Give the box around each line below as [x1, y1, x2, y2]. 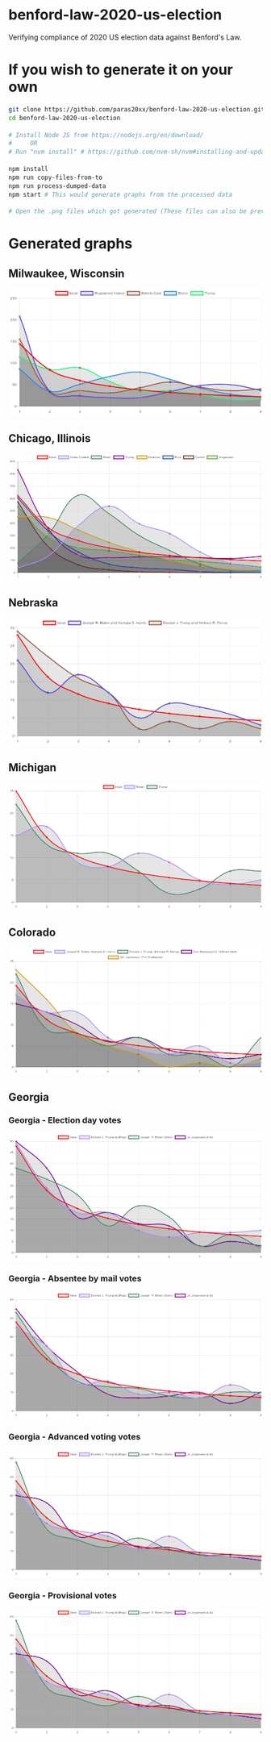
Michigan [8, 761, 56, 775]
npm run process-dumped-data [8, 181, 106, 190]
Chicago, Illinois [8, 431, 91, 445]
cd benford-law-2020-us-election [8, 114, 121, 122]
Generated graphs [8, 235, 133, 253]
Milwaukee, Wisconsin [8, 266, 125, 280]
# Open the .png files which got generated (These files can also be [8, 207, 248, 215]
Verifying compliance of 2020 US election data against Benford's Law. [8, 32, 242, 42]
